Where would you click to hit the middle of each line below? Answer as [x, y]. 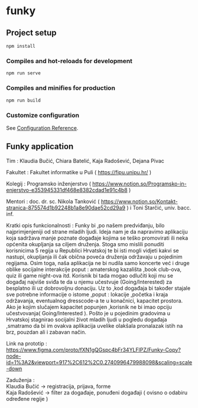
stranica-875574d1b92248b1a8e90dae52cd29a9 [66, 207]
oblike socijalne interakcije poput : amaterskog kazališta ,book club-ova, [94, 269]
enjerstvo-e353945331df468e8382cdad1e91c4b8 [67, 190]
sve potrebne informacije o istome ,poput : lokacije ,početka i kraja [87, 294]
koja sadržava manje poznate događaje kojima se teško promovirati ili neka [97, 238]
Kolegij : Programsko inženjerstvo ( [49, 184]
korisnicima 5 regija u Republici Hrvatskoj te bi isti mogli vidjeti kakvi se [92, 250]
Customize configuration [43, 115]
